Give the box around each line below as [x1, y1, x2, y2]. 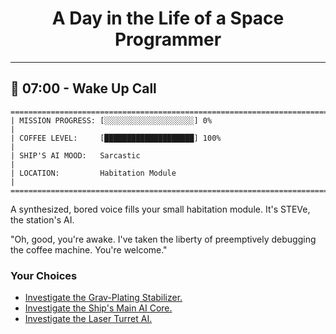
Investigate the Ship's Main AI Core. [24, 302, 173, 314]
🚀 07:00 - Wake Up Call [10, 80, 157, 97]
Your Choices [10, 268, 78, 282]
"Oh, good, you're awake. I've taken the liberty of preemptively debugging [10, 233, 317, 245]
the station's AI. [10, 213, 75, 226]
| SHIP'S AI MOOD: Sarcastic [10, 150, 141, 161]
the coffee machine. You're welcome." [10, 243, 168, 256]
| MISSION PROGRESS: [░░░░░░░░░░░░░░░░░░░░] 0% [10, 115, 213, 126]
